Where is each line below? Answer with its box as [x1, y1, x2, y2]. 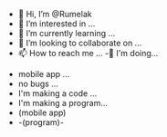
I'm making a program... [17, 98, 108, 108]
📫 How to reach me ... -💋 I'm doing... [17, 48, 159, 58]
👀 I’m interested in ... [17, 18, 96, 29]
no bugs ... [17, 78, 59, 89]
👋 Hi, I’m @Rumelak [17, 9, 93, 19]
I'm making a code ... [17, 88, 98, 99]
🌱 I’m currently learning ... [17, 28, 116, 38]
